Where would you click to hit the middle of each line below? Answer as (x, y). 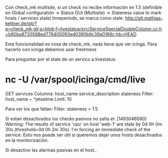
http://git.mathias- (144, 18)
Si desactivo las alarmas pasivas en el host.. (51, 150)
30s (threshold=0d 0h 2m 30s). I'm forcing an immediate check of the (78, 129)
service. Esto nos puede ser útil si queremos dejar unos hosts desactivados (84, 135)
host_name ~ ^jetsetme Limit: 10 (39, 99)
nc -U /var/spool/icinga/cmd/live (75, 80)
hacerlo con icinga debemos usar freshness (51, 49)
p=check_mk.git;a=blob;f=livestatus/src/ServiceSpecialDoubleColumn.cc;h (84, 29)
